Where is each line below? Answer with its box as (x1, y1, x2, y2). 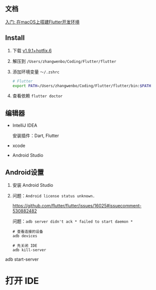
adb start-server (5, 256, 39, 262)
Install (5, 34, 25, 42)
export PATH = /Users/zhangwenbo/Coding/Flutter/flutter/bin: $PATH (12, 83, 151, 88)
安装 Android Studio (12, 182, 53, 188)
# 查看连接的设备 (12, 229, 43, 234)
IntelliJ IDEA (12, 123, 37, 129)
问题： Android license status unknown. (12, 193, 95, 198)
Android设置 (5, 168, 44, 176)
